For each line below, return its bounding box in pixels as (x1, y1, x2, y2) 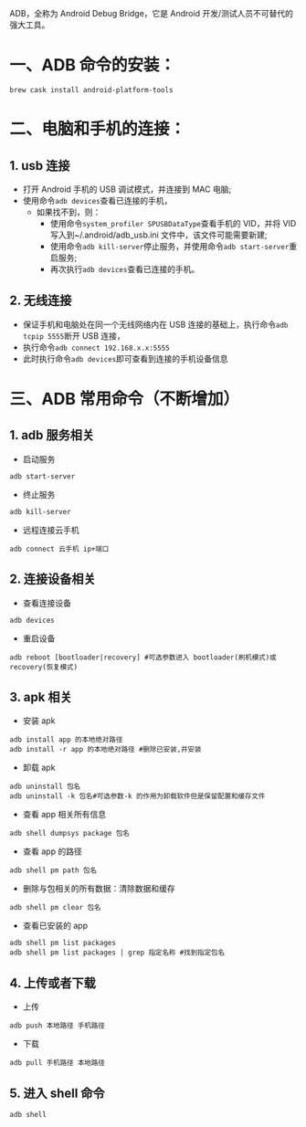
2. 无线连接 (9, 293, 72, 309)
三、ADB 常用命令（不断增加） (9, 388, 240, 409)
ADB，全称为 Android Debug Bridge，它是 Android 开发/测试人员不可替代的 (9, 8, 294, 18)
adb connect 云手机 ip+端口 (9, 544, 110, 553)
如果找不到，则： (36, 206, 101, 217)
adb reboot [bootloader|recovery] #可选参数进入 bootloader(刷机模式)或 (9, 652, 277, 662)
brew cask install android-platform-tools (9, 85, 174, 94)
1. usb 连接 (9, 158, 70, 174)
